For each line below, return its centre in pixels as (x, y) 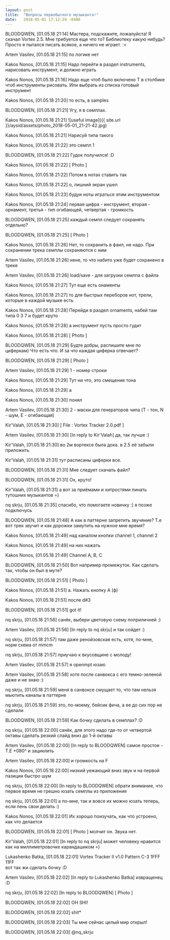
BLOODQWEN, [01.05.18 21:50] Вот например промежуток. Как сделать (82, 565)
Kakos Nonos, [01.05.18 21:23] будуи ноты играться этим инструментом (82, 194)
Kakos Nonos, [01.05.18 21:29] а (39, 390)
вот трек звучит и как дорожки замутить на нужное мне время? (75, 526)
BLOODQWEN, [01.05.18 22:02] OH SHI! (47, 903)
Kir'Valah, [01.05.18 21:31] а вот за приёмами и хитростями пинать (76, 490)
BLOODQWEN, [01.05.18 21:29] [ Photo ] (47, 361)
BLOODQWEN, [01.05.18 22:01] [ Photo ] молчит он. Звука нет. (71, 832)
